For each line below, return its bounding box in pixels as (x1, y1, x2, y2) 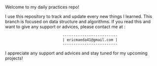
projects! (5, 55, 23, 61)
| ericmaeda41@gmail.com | (62, 37, 118, 42)
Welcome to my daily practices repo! (5, 4, 80, 10)
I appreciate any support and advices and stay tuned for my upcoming (5, 50, 148, 56)
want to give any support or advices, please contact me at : (5, 24, 126, 30)
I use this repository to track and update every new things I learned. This (5, 14, 153, 19)
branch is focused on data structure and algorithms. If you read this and (5, 19, 151, 24)
